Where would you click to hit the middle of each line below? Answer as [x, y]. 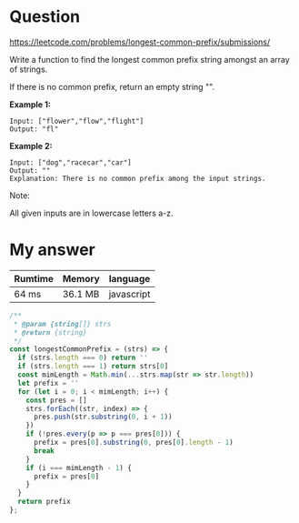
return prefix [44, 502]
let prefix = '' [48, 383]
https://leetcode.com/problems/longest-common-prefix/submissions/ [140, 42]
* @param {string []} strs [62, 324]
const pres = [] [57, 400]
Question [45, 17]
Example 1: [30, 104]
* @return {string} [50, 332]
